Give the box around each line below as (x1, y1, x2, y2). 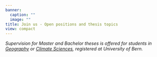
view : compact (5, 26, 36, 32)
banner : (5, 7, 22, 13)
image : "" (10, 17, 31, 22)
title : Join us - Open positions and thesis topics (5, 21, 118, 27)
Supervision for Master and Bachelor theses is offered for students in (5, 40, 152, 46)
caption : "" (10, 12, 36, 17)
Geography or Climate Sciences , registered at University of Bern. (5, 46, 143, 52)
